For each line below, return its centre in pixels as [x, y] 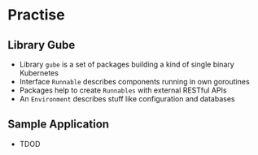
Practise [37, 15]
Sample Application [59, 125]
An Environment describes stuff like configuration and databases [127, 99]
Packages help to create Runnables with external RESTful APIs [123, 90]
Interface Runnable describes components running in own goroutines [134, 82]
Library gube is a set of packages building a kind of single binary [127, 64]
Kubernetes [39, 73]
